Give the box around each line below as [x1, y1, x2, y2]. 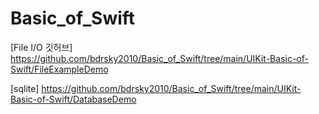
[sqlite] [10, 82, 40, 94]
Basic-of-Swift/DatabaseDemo [10, 93, 137, 105]
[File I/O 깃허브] [10, 41, 73, 53]
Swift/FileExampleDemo [10, 63, 109, 75]
